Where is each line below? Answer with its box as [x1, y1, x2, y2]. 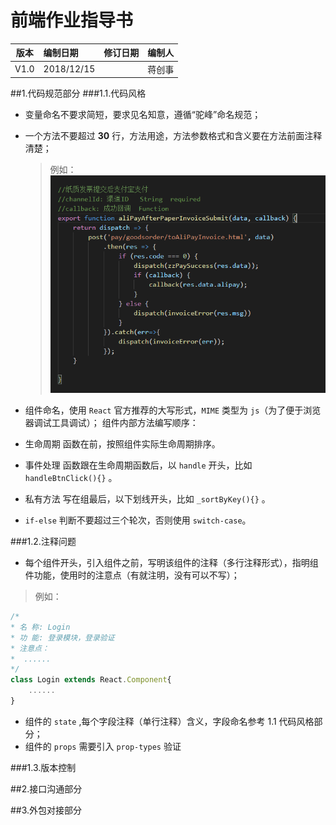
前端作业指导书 [10, 9, 134, 32]
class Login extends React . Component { [10, 675, 172, 685]
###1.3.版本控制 [10, 761, 77, 773]
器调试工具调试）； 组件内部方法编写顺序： [24, 417, 199, 429]
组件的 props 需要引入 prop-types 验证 [24, 740, 182, 752]
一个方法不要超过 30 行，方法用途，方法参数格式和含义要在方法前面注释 [24, 130, 323, 142]
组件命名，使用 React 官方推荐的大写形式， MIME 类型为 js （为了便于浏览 [24, 404, 322, 416]
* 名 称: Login [10, 622, 71, 632]
